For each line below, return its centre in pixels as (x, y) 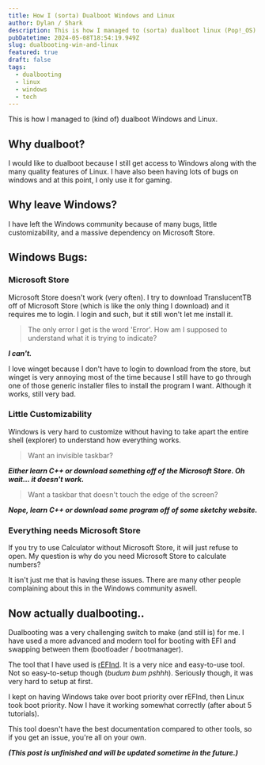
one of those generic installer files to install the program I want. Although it (130, 385)
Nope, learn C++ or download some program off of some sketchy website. (133, 510)
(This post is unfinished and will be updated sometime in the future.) (123, 752)
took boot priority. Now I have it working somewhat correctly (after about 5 (130, 705)
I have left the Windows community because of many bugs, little (113, 224)
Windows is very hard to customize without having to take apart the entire (129, 431)
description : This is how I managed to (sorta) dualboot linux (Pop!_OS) (132, 30)
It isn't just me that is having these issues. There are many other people (125, 580)
